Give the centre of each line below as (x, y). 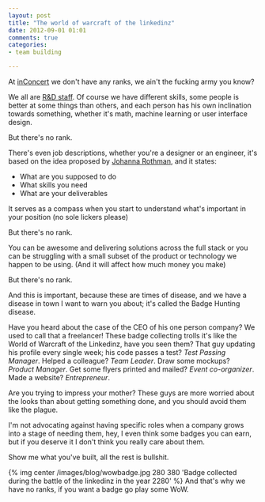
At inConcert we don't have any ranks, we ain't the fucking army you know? (131, 81)
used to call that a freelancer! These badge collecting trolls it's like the (123, 336)
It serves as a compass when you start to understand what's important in (127, 209)
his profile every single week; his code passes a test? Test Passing (117, 352)
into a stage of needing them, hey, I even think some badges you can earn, (130, 433)
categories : (28, 45)
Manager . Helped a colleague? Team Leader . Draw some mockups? (119, 361)
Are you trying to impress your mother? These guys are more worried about (131, 393)
